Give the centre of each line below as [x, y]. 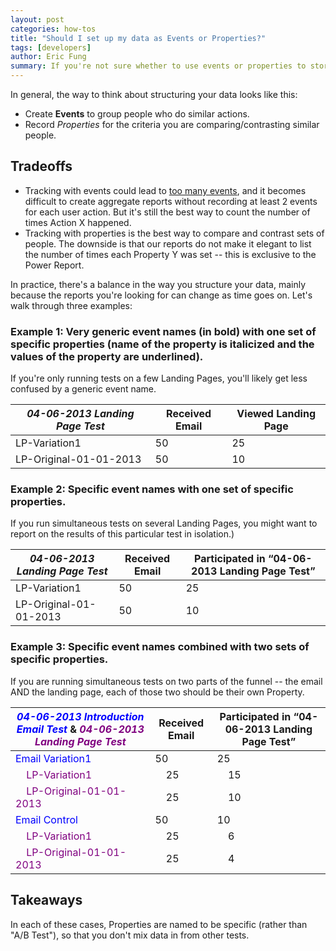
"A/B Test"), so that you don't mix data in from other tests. [130, 935]
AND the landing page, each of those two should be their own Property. [157, 692]
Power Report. [54, 265]
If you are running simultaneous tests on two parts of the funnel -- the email [166, 681]
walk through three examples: [71, 305]
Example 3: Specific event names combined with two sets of [160, 647]
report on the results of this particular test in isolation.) [122, 534]
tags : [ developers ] [51, 47]
